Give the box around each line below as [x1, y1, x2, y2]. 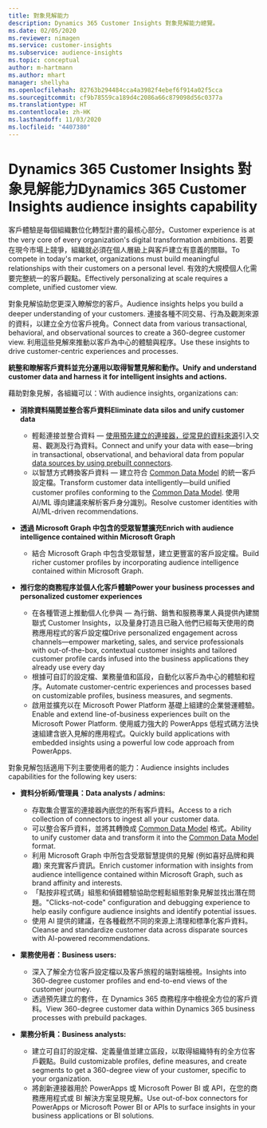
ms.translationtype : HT [8, 101, 88, 109]
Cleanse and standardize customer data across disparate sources [31, 924, 249, 935]
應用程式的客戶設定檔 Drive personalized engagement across [38, 628, 238, 637]
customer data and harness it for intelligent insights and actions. [8, 371, 227, 381]
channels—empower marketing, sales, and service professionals [31, 637, 245, 646]
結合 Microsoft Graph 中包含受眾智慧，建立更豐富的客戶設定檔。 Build [31, 548, 260, 558]
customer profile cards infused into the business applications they [31, 653, 249, 663]
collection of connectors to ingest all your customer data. [31, 814, 220, 824]
